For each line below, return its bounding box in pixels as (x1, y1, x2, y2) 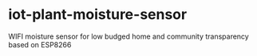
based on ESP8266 (8, 39, 72, 49)
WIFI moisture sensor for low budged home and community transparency (8, 32, 249, 41)
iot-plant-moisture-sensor (8, 6, 188, 24)
